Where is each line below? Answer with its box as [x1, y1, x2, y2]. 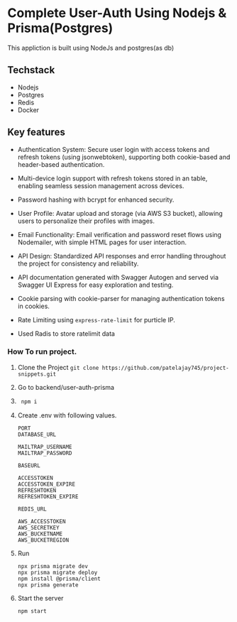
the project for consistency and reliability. [17, 259, 139, 268]
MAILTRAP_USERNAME [17, 443, 72, 450]
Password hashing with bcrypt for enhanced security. [17, 195, 175, 204]
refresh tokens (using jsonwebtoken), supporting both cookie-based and [17, 153, 231, 161]
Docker [17, 105, 40, 114]
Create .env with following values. [17, 410, 117, 420]
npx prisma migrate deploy [17, 569, 98, 576]
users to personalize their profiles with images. [17, 217, 155, 225]
